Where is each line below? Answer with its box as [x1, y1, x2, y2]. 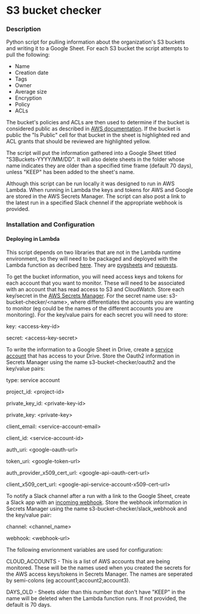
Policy [14, 101, 30, 108]
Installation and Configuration [6, 221, 95, 229]
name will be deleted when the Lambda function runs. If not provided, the [6, 594, 187, 601]
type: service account [6, 376, 60, 383]
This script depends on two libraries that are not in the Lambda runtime [6, 249, 181, 256]
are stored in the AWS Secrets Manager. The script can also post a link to [6, 193, 186, 200]
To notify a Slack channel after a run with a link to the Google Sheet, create [6, 492, 190, 499]
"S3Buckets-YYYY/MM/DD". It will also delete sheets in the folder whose [6, 156, 185, 163]
